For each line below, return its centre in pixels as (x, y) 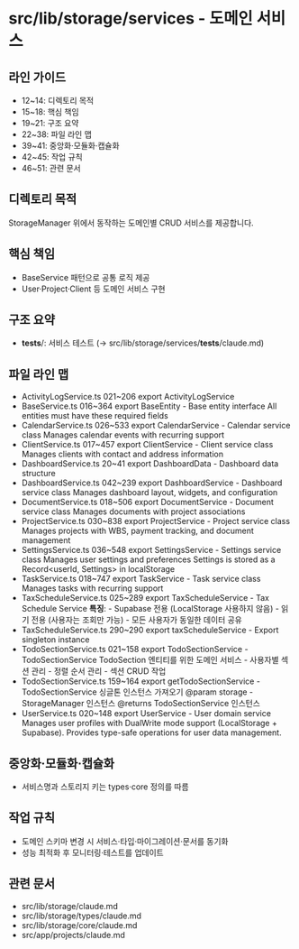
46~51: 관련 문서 (51, 168)
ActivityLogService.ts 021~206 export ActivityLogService (128, 397)
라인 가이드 (37, 77)
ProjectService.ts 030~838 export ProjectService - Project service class (155, 521)
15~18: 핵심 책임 (50, 112)
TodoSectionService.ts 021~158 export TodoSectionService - (135, 650)
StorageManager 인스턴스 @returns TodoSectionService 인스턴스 (140, 704)
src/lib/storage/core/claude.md (79, 925)
